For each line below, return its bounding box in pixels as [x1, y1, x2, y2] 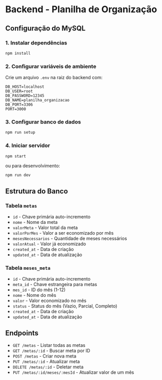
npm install [5, 50, 31, 56]
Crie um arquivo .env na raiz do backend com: [5, 74, 103, 81]
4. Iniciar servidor [5, 142, 50, 149]
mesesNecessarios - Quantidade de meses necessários [12, 235, 127, 241]
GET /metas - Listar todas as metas [12, 342, 86, 348]
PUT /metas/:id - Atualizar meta [12, 359, 80, 365]
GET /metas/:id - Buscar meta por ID [12, 348, 90, 354]
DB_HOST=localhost [5, 84, 44, 90]
